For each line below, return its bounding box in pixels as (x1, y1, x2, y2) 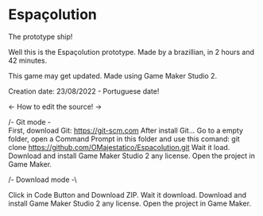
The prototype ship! (8, 32, 73, 41)
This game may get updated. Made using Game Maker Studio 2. (8, 71, 217, 80)
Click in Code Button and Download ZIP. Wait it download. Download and (8, 190, 247, 199)
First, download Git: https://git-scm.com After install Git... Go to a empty (8, 125, 244, 135)
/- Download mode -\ (8, 175, 77, 184)
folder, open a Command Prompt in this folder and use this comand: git (8, 133, 240, 144)
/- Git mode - (8, 117, 52, 126)
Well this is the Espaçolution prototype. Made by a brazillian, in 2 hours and (8, 47, 255, 56)
